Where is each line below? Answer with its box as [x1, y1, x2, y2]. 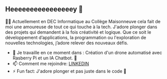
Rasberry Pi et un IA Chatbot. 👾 [12, 55, 77, 61]
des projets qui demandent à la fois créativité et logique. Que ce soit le [5, 29, 151, 35]
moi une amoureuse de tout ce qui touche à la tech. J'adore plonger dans [5, 24, 157, 30]
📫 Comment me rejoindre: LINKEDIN [12, 60, 90, 66]
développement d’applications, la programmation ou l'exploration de [5, 34, 146, 40]
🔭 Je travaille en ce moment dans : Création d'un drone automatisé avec [12, 49, 162, 55]
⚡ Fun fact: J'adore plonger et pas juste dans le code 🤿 [12, 68, 127, 74]
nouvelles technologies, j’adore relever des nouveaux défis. [5, 40, 128, 46]
